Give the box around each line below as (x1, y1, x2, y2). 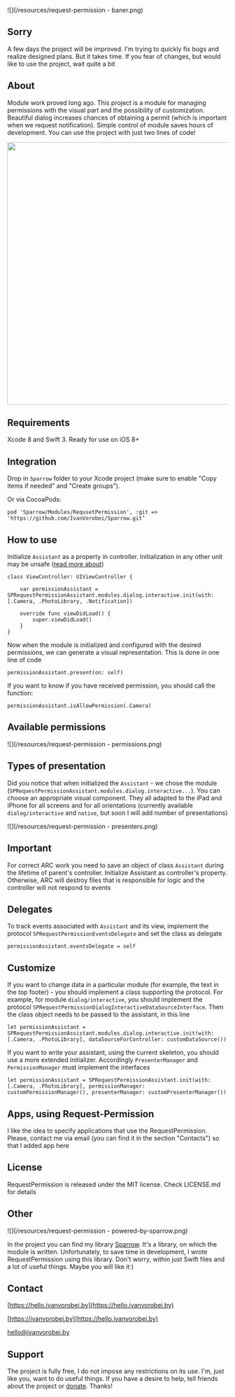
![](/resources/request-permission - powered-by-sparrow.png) (7, 1226, 188, 1235)
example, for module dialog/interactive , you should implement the (7, 995, 203, 1004)
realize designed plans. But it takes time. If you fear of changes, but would (7, 52, 222, 60)
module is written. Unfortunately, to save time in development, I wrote (7, 1247, 208, 1256)
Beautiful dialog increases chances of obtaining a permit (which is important (7, 113, 227, 122)
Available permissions (7, 721, 106, 733)
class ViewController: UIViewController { (7, 574, 133, 581)
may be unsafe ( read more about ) (7, 560, 104, 569)
